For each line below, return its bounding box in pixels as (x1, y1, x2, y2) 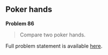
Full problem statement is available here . (5, 42, 103, 49)
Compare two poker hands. (19, 31, 86, 38)
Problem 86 (5, 20, 34, 27)
